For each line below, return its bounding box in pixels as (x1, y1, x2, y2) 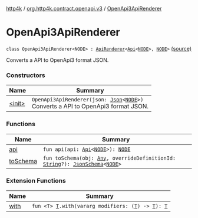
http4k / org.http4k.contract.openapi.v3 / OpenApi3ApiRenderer (6, 5, 162, 12)
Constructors (6, 71, 45, 79)
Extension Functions (6, 177, 66, 185)
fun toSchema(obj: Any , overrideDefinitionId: (42, 154, 176, 161)
